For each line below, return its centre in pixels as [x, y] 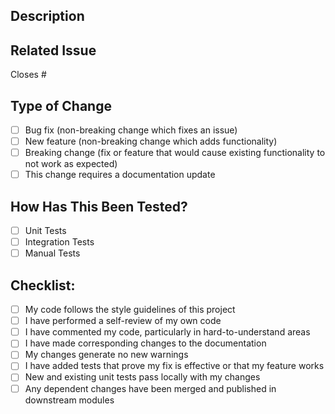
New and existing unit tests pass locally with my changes [142, 377]
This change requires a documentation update [120, 175]
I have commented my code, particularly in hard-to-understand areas [167, 332]
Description [47, 16]
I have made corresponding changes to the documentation [145, 343]
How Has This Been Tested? [99, 206]
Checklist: [43, 285]
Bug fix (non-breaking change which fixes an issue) [131, 130]
